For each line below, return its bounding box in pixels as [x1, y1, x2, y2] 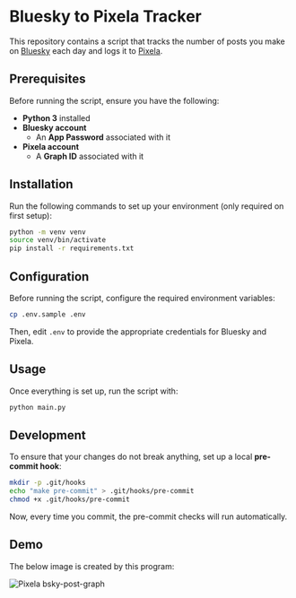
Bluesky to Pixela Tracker [9, 6, 202, 27]
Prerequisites [9, 72, 86, 87]
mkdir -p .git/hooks [9, 478, 87, 488]
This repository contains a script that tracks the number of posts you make [9, 36, 285, 47]
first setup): [9, 210, 52, 221]
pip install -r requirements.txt [9, 244, 135, 253]
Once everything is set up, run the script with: [9, 386, 178, 396]
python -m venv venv [9, 227, 87, 237]
